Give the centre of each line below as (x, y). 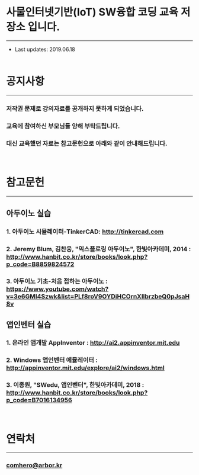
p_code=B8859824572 (40, 264)
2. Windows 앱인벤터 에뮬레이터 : (52, 360)
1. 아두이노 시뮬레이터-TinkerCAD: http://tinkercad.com (85, 232)
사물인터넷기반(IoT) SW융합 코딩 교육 (92, 12)
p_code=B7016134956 (39, 400)
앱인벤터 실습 (29, 324)
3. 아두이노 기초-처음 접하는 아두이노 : (57, 281)
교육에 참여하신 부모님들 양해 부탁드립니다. (63, 126)
